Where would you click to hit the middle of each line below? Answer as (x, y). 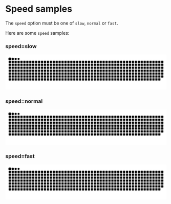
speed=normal (24, 101)
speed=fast (20, 156)
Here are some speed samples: (37, 33)
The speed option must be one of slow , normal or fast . (62, 23)
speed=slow (21, 46)
